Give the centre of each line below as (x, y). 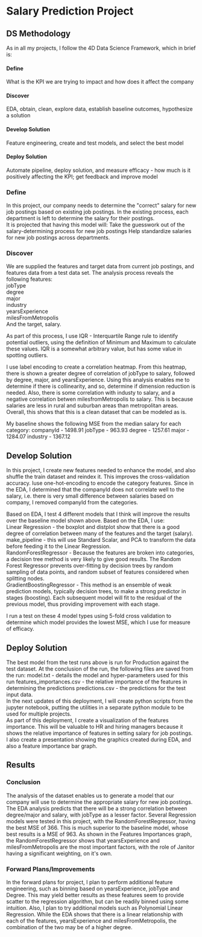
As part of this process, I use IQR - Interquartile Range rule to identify (92, 336)
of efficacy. (20, 629)
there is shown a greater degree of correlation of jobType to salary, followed (101, 373)
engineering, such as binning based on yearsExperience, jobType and (93, 889)
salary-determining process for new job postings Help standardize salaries (99, 231)
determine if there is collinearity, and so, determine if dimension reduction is (101, 386)
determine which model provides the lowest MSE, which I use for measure (99, 622)
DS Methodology (39, 34)
